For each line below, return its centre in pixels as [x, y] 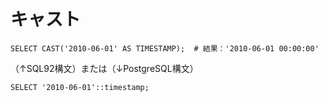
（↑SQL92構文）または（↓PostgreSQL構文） [104, 68]
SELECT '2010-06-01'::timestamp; [80, 87]
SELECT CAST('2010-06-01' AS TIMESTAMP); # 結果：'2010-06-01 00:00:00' [165, 48]
